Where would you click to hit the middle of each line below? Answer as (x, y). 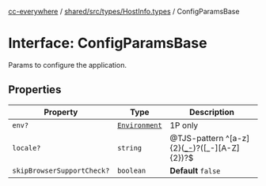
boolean (132, 170)
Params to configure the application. (67, 65)
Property (61, 112)
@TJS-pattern (197, 138)
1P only (184, 125)
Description (212, 112)
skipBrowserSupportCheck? (61, 170)
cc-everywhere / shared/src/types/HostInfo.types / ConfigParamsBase (124, 11)
